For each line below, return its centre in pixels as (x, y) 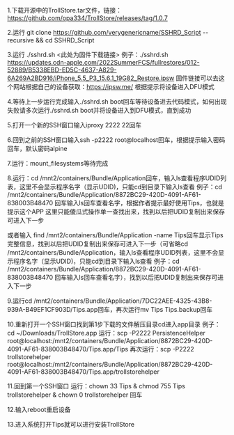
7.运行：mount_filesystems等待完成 (58, 163)
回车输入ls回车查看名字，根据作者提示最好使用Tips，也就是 (139, 203)
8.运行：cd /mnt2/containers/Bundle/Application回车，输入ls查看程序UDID (114, 178)
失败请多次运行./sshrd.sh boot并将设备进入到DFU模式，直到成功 (99, 110)
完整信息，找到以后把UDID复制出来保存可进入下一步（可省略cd (97, 244)
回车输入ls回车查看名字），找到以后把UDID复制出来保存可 (136, 277)
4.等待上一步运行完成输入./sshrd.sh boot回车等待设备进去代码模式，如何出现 (117, 102)
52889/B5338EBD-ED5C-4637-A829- (62, 70)
